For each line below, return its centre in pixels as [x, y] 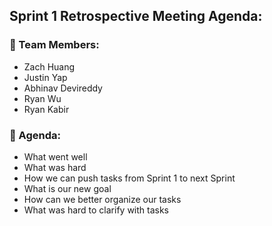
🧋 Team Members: [54, 45]
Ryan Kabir [46, 109]
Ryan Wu [42, 98]
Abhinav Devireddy [63, 88]
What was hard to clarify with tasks [96, 210]
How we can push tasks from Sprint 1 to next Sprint [129, 178]
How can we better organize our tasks [102, 199]
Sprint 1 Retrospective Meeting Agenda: [136, 16]
